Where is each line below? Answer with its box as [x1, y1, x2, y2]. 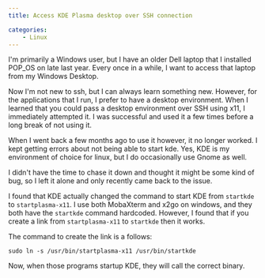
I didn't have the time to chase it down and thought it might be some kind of [8, 167, 255, 178]
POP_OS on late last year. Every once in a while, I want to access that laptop [8, 63, 256, 73]
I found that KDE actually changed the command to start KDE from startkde [8, 191, 255, 201]
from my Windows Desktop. [8, 72, 99, 81]
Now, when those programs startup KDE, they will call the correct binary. [8, 261, 245, 271]
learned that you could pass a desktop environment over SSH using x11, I [8, 103, 245, 113]
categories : [8, 25, 47, 34]
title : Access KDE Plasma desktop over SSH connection [8, 11, 193, 20]
